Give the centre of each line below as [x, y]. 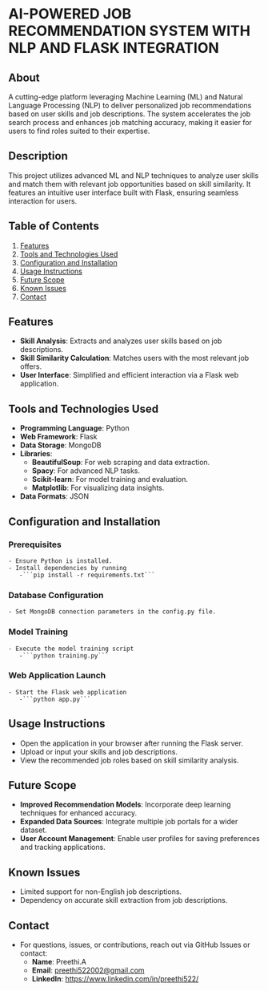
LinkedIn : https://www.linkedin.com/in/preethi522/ [115, 979]
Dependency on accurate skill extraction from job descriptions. [124, 900]
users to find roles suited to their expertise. [79, 131]
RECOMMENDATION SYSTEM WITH [129, 31]
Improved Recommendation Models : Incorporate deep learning [125, 805]
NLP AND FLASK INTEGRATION [114, 48]
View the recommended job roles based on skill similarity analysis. [129, 760]
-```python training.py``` [64, 655]
